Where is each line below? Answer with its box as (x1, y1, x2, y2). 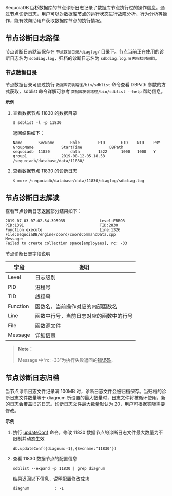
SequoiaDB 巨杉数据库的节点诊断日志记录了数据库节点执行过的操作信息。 (5, 5, 161, 10)
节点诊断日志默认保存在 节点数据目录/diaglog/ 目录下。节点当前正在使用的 (5, 48, 160, 55)
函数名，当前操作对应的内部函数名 (35, 303, 118, 310)
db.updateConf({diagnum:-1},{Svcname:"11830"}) (12, 446, 117, 451)
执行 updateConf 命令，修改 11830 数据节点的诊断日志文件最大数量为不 (12, 429, 163, 435)
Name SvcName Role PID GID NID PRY (12, 140, 160, 146)
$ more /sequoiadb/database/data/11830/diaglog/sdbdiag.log (12, 178, 144, 184)
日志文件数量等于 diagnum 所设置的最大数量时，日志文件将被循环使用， (9, 394, 162, 400)
